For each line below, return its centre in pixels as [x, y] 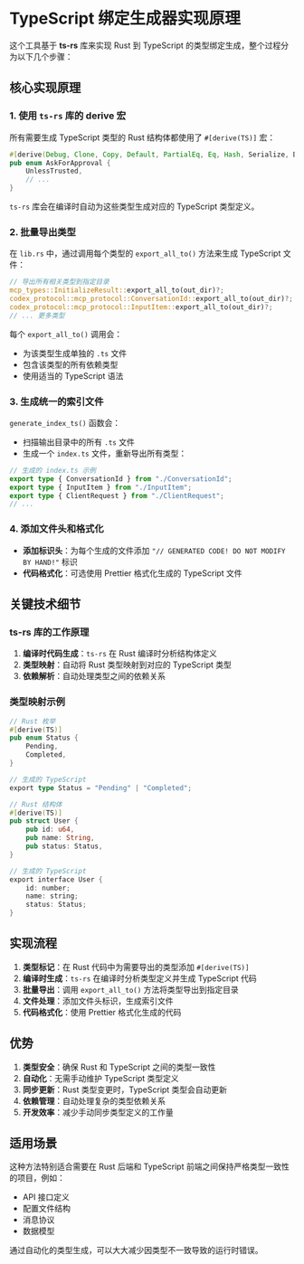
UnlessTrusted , [54, 171]
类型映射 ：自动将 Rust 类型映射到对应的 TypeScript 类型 [127, 665]
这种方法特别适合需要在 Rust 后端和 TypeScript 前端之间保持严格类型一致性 [149, 1166]
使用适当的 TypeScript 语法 [73, 375]
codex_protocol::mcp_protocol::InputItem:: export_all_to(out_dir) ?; [141, 307]
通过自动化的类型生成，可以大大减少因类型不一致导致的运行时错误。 [136, 1250]
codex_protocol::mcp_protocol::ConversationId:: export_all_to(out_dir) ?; [152, 299]
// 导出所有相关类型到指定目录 [60, 282]
